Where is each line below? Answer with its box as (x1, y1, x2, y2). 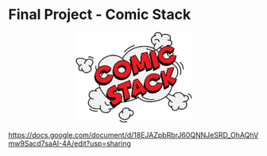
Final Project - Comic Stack (8, 6, 192, 24)
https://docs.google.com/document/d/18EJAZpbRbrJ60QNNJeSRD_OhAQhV (8, 130, 259, 139)
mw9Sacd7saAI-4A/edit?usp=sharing (8, 139, 131, 148)
